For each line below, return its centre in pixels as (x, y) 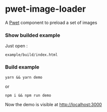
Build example (22, 67)
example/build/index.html (31, 55)
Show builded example (32, 35)
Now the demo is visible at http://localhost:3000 (53, 104)
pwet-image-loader (46, 9)
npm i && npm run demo (28, 95)
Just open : (16, 46)
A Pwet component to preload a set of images (51, 22)
